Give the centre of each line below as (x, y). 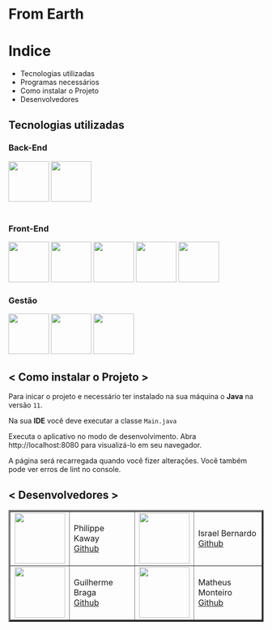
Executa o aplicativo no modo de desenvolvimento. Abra (102, 436)
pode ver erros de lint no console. (65, 470)
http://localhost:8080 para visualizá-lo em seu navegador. (105, 445)
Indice (30, 51)
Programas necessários (59, 83)
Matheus (215, 582)
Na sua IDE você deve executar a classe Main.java (93, 421)
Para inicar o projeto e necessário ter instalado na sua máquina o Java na (131, 397)
